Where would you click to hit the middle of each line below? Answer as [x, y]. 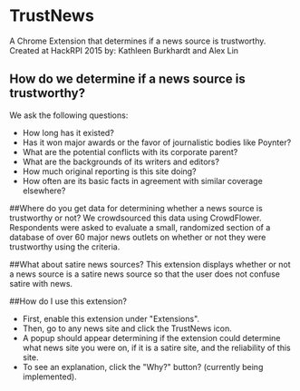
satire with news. [41, 283]
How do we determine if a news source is [128, 79]
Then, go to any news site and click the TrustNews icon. [127, 328]
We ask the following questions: [69, 115]
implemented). [49, 376]
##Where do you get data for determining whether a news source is [136, 208]
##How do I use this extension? [68, 301]
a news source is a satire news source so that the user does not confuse [145, 274]
